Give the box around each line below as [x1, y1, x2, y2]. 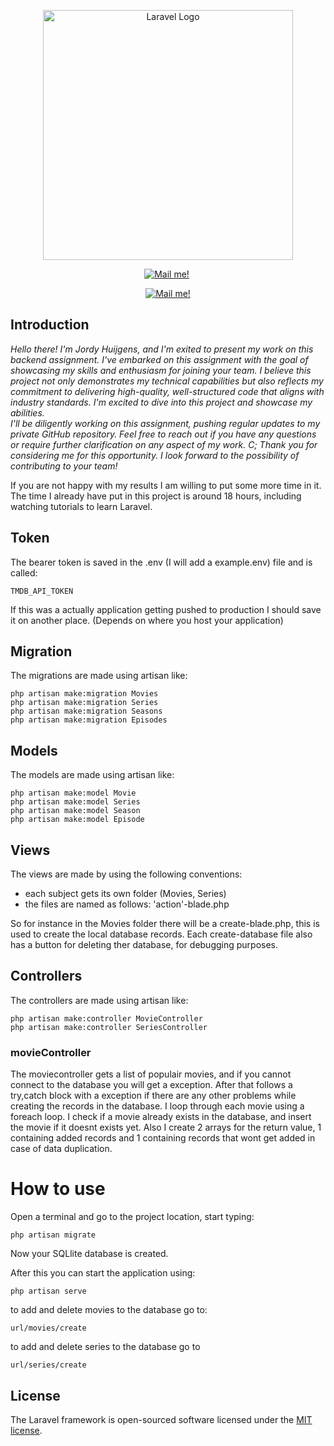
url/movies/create [10, 1323, 87, 1334]
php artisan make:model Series [10, 797, 141, 807]
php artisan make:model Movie [10, 788, 137, 799]
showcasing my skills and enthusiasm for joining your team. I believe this [10, 364, 312, 376]
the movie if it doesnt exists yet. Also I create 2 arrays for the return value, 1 [10, 1121, 322, 1134]
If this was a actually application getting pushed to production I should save [10, 603, 322, 615]
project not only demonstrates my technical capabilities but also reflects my [10, 375, 324, 387]
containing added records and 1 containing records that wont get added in [10, 1132, 316, 1144]
